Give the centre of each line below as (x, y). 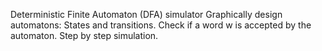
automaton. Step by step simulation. (84, 35)
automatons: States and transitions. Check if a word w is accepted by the (161, 25)
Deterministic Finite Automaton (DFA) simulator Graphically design (146, 14)
